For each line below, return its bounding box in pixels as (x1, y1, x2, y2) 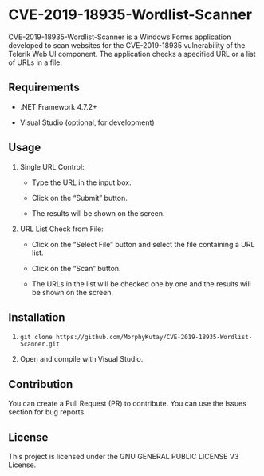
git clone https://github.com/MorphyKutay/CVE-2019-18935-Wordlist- (19, 334, 253, 342)
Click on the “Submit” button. (31, 193, 128, 202)
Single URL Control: (19, 162, 85, 171)
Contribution (8, 378, 73, 391)
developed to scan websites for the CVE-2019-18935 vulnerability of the (8, 40, 246, 50)
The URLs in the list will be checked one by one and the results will (31, 278, 251, 289)
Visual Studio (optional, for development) (19, 118, 155, 127)
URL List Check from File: (19, 224, 104, 234)
